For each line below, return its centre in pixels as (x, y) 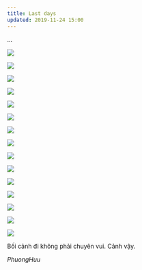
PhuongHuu (24, 259)
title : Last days (32, 13)
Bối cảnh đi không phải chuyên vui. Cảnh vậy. (71, 246)
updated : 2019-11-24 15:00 (45, 20)
